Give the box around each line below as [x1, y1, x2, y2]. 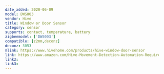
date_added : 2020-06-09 [5, 7, 54, 12]
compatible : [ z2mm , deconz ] [5, 39, 60, 44]
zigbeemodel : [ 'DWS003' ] [5, 35, 56, 39]
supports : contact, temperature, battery [5, 30, 91, 35]
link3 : [5, 61, 19, 66]
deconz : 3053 [5, 43, 32, 48]
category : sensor [5, 25, 41, 30]
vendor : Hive [5, 16, 32, 21]
